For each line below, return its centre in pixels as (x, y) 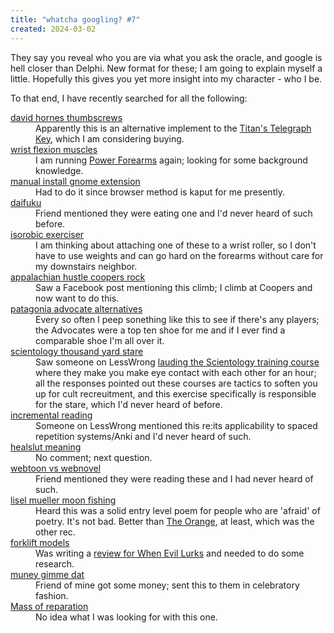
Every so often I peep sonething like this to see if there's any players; (177, 319)
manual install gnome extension (75, 181)
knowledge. (59, 170)
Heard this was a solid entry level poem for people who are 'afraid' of (178, 510)
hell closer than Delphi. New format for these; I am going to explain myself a (166, 68)
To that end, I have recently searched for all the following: (129, 98)
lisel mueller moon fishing (63, 500)
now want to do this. (77, 298)
